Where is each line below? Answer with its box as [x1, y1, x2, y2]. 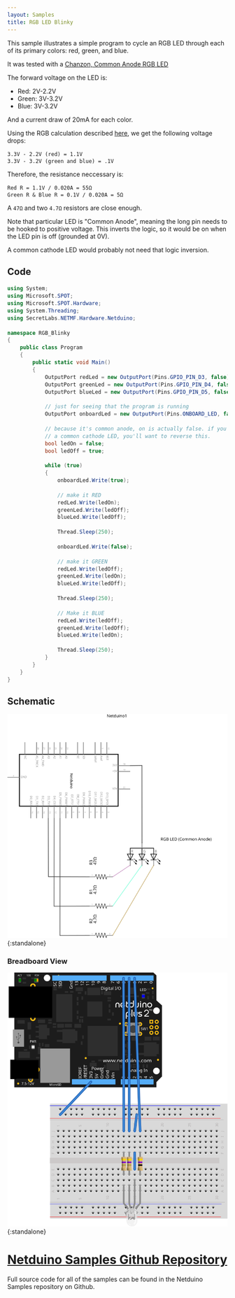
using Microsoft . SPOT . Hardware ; [7, 300, 101, 307]
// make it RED [57, 492, 101, 499]
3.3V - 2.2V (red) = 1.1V [7, 150, 83, 157]
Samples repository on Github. [7, 1283, 95, 1291]
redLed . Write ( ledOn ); [57, 499, 120, 506]
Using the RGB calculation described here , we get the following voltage [7, 129, 213, 137]
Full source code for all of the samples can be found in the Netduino [7, 1275, 204, 1283]
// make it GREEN [57, 558, 108, 565]
